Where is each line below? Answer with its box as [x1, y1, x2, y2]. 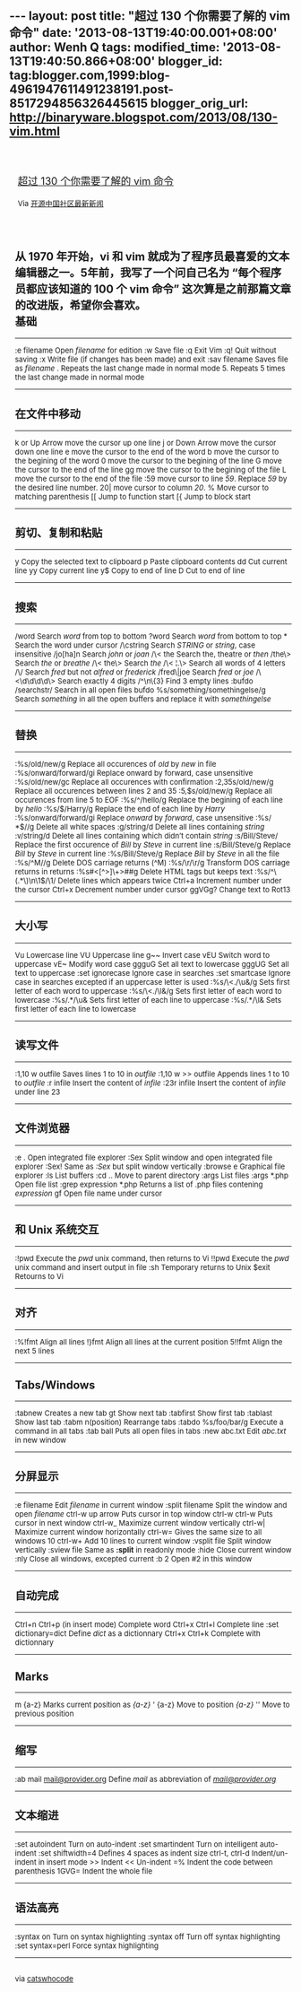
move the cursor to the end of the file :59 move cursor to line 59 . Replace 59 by [14, 474, 288, 483]
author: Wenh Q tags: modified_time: [9, 39, 220, 56]
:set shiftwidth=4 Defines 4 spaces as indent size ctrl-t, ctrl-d [38, 1848, 251, 1858]
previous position [14, 1709, 74, 1719]
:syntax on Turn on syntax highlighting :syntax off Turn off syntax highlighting [14, 1931, 280, 1942]
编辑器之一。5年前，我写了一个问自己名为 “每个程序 [14, 265, 282, 281]
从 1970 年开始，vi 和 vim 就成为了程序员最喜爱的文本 [14, 249, 290, 265]
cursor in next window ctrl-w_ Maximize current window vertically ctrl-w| [14, 1518, 266, 1528]
